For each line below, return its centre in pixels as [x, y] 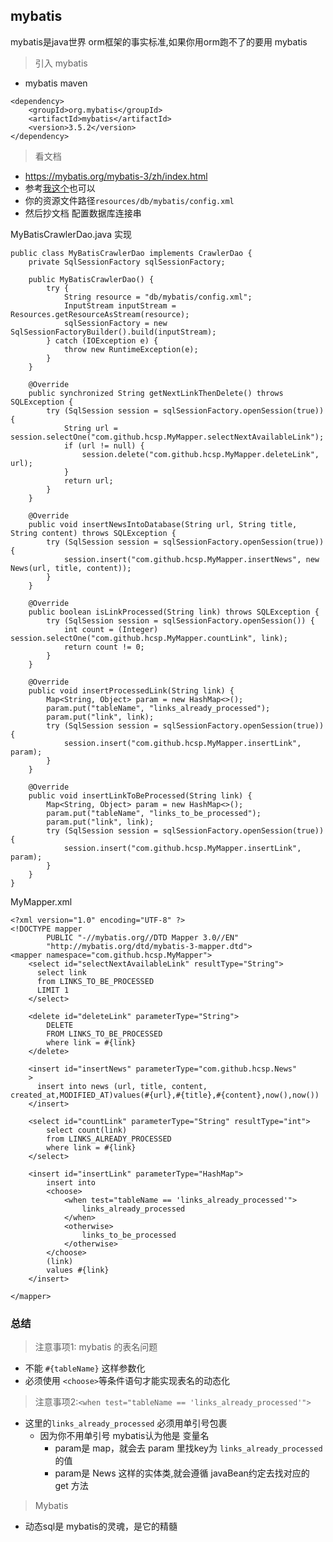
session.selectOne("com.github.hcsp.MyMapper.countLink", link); [149, 638]
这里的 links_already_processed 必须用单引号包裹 [126, 1423]
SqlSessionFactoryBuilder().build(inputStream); [113, 332]
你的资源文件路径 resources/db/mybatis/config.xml [129, 200]
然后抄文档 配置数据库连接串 [83, 213]
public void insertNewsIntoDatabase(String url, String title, [163, 524]
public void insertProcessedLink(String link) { [131, 690]
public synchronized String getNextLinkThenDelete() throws [156, 393]
